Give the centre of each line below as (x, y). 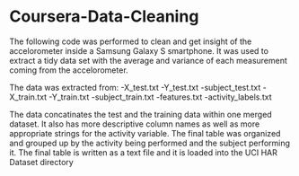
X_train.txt (28, 97)
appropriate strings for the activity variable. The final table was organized (145, 133)
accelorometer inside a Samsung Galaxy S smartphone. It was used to (139, 50)
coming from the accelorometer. (69, 70)
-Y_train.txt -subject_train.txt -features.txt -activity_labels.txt (160, 97)
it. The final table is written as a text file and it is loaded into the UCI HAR (144, 152)
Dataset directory (41, 162)
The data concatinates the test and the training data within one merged (141, 114)
